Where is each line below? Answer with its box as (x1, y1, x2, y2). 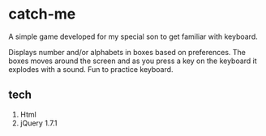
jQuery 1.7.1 (19, 118, 58, 128)
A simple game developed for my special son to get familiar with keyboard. (8, 32, 258, 41)
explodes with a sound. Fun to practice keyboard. (8, 64, 174, 74)
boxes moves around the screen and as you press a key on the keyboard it (8, 56, 257, 66)
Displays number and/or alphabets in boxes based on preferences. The (8, 47, 246, 57)
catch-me (8, 5, 76, 23)
